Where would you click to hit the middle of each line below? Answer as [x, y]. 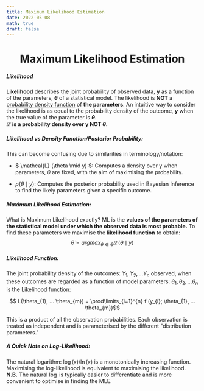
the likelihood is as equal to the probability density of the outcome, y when [100, 111]
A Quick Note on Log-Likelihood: [48, 346]
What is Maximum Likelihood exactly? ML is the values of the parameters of [102, 220]
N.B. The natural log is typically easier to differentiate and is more [89, 375]
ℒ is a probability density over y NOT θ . [57, 124]
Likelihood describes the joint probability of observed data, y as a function [100, 91]
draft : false [23, 29]
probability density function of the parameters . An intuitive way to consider [101, 105]
